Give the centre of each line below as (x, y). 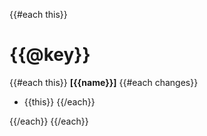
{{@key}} (50, 55)
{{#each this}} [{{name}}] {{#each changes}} (104, 82)
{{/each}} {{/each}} (49, 121)
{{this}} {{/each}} (59, 101)
